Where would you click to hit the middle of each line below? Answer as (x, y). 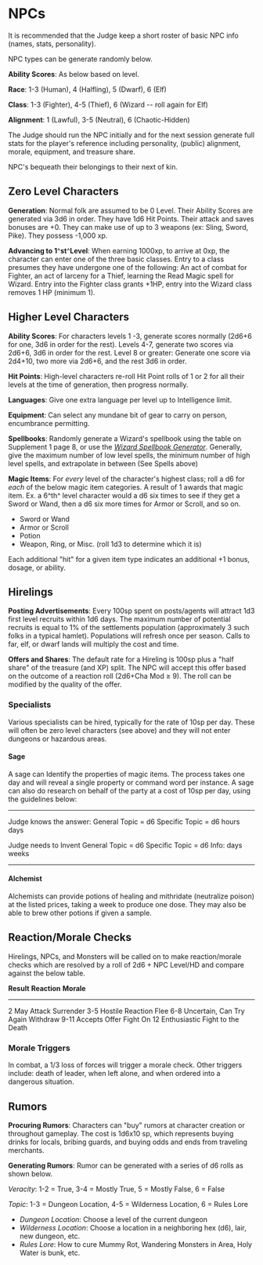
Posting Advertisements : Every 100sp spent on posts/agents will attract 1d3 (131, 611)
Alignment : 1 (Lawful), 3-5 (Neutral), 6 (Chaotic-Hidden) (99, 119)
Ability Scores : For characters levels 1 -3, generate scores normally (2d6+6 (130, 336)
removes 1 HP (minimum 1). (52, 292)
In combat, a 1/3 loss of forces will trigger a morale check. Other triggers (125, 1065)
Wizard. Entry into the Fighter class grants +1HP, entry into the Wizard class (130, 284)
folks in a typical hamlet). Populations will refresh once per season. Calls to (129, 636)
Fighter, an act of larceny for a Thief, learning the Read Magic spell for (121, 275)
